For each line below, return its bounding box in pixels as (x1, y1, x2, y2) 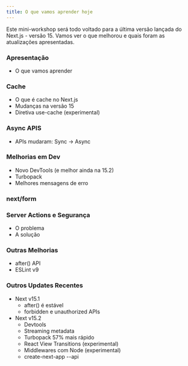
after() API (14, 260, 41, 267)
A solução (14, 231, 40, 238)
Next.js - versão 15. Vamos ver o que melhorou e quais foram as (6, 31, 165, 39)
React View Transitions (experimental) (23, 340, 119, 347)
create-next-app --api (23, 353, 80, 360)
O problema (14, 224, 45, 232)
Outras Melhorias (6, 246, 58, 254)
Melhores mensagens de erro (14, 179, 89, 186)
